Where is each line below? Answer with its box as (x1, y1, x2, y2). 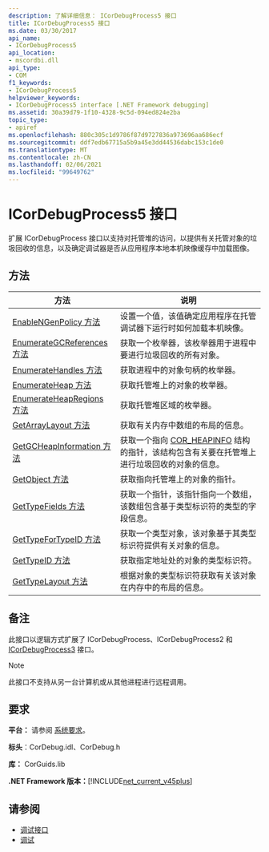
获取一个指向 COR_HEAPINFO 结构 (119, 434, 251, 446)
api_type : (8, 64, 42, 72)
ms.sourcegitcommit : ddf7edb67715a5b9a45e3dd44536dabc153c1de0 (8, 138, 224, 147)
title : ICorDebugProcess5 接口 (8, 19, 110, 27)
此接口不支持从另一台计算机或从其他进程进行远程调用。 (8, 676, 191, 686)
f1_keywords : (8, 79, 52, 87)
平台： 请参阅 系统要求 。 (8, 725, 90, 735)
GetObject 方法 (12, 474, 70, 485)
